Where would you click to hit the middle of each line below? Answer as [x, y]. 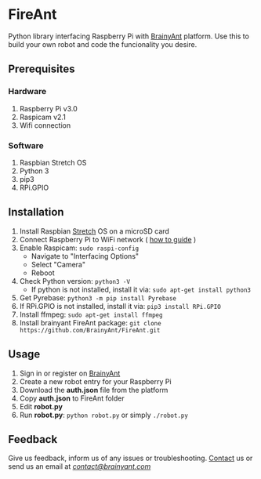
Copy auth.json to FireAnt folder [72, 398]
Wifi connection [45, 125]
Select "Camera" [58, 264]
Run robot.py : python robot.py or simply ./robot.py [103, 415]
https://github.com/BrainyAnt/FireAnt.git [90, 330]
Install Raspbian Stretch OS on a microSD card [94, 231]
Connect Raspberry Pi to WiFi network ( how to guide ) [108, 239]
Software [26, 145]
